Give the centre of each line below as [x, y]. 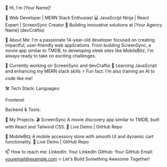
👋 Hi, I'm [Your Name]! [28, 8]
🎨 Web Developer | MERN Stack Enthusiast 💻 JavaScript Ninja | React [77, 18]
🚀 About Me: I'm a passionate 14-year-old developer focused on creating [80, 40]
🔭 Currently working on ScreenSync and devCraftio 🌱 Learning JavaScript [81, 65]
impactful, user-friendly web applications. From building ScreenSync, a [78, 45]
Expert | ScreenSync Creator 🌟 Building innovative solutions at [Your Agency [84, 25]
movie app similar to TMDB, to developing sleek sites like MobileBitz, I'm [80, 50]
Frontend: [15, 100]
